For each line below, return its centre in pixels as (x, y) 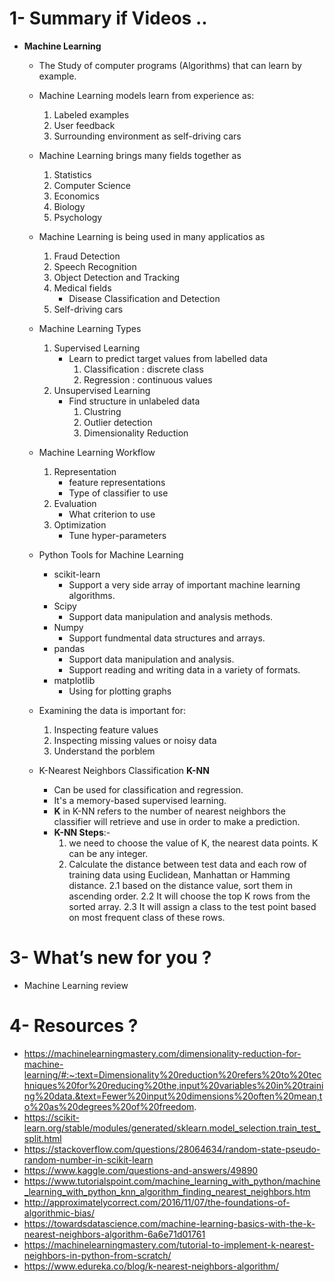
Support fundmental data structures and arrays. (167, 638)
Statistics (72, 174)
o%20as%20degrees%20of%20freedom (109, 1106)
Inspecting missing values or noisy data (135, 740)
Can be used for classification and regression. (148, 789)
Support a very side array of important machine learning (184, 584)
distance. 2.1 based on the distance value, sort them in (181, 885)
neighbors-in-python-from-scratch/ (97, 1255)
